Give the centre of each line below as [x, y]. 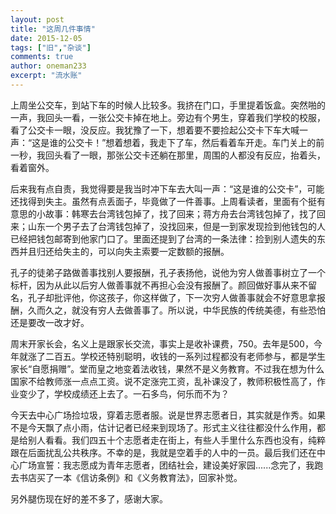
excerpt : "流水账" [46, 76]
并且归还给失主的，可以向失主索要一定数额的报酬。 [124, 251]
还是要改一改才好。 [50, 322]
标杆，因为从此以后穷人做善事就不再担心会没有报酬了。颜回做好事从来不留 [163, 285]
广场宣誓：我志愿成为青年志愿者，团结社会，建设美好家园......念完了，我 [166, 465]
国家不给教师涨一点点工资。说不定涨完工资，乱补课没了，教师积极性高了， [163, 381]
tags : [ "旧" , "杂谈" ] [51, 47]
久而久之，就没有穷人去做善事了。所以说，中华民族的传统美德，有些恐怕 [176, 310]
